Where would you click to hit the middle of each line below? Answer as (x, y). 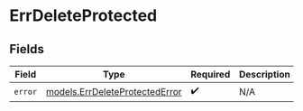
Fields (27, 49)
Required (211, 74)
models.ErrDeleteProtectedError (114, 91)
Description (264, 74)
